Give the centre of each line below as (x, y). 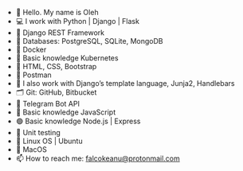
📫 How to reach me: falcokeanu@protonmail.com (98, 158)
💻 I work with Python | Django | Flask (77, 21)
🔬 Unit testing (38, 132)
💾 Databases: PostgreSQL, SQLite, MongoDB (89, 41)
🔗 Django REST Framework (60, 33)
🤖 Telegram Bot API (47, 104)
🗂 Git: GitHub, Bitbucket (56, 92)
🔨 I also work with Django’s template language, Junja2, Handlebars (125, 83)
